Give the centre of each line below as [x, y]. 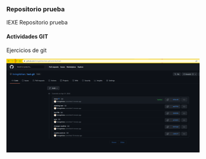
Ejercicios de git [27, 50]
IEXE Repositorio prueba [37, 23]
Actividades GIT [27, 36]
